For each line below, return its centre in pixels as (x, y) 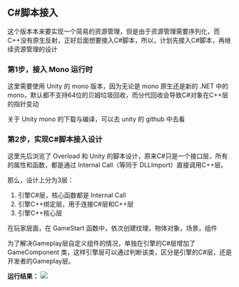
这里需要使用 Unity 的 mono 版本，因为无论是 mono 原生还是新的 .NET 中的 (118, 86)
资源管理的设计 (35, 49)
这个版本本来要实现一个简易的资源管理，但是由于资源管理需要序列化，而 (113, 31)
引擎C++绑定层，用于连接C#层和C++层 (76, 204)
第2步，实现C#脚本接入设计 (55, 140)
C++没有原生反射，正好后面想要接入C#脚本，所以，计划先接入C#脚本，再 (116, 40)
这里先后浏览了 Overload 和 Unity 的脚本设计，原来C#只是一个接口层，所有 (118, 156)
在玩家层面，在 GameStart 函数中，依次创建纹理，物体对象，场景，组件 (112, 228)
